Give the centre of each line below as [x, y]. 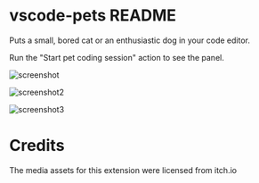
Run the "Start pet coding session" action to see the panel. [117, 57]
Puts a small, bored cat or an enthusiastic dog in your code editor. [130, 40]
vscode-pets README [93, 16]
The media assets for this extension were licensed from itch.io [123, 170]
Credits [37, 146]
